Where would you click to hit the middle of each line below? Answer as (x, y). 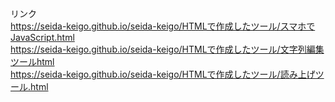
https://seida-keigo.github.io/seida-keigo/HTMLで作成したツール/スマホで (163, 26)
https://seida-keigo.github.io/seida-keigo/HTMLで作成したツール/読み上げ (163, 74)
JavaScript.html (42, 37)
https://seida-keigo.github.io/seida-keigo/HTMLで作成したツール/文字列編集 (167, 49)
